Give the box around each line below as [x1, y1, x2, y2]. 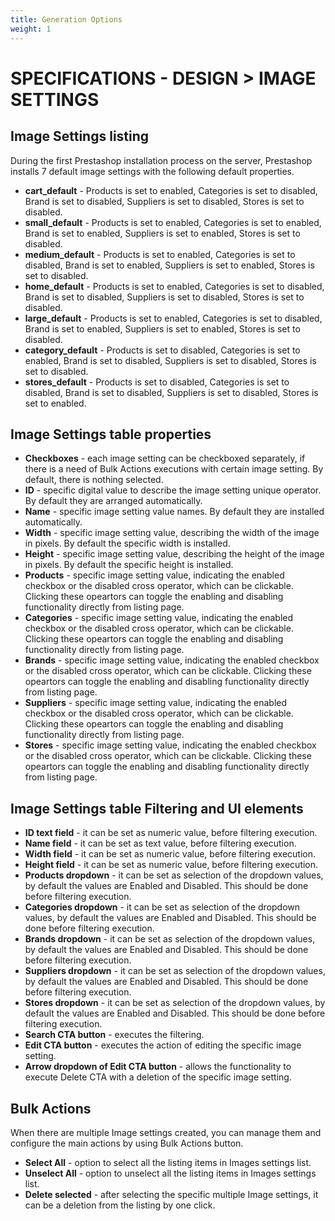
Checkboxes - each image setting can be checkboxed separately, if [24, 452, 306, 465]
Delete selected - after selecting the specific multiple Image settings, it [24, 1188, 319, 1200]
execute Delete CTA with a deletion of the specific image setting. [24, 1071, 292, 1083]
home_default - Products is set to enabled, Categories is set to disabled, [24, 280, 325, 292]
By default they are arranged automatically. [24, 495, 203, 507]
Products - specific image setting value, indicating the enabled [24, 569, 285, 581]
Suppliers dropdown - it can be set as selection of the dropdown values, [24, 965, 326, 977]
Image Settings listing [10, 128, 150, 145]
